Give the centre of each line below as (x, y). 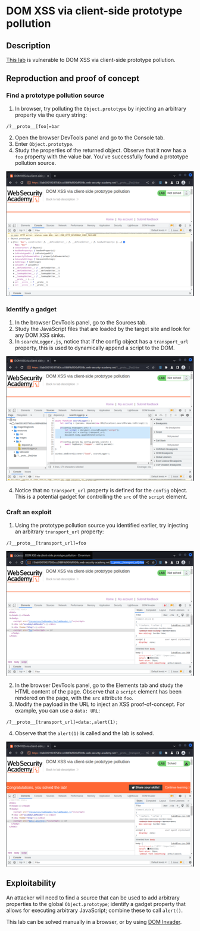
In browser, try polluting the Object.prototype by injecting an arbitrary (100, 108)
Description (28, 46)
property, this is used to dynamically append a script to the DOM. (95, 348)
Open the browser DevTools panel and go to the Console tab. (90, 138)
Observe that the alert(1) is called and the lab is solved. (85, 733)
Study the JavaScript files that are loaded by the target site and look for (102, 329)
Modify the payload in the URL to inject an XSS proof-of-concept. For (100, 704)
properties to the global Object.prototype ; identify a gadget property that (96, 904)
